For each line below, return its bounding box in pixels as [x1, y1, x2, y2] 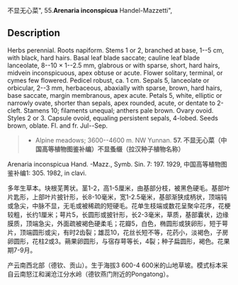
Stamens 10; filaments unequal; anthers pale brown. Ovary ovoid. [23, 106, 214, 115]
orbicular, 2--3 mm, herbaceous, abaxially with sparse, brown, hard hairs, [7, 84, 222, 92]
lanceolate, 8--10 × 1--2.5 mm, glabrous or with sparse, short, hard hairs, [7, 61, 220, 69]
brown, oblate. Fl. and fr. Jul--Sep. [7, 121, 108, 130]
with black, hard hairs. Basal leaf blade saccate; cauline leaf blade [7, 53, 200, 62]
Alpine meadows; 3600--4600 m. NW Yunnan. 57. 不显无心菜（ [35, 135, 221, 144]
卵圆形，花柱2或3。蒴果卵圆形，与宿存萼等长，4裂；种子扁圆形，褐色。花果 [7, 237, 230, 245]
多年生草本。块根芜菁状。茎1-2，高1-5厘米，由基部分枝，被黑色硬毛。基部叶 [7, 184, 230, 192]
